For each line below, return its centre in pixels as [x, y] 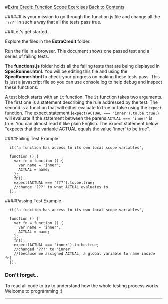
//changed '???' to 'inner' [43, 249]
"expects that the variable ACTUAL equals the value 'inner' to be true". [78, 129]
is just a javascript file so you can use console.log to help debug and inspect [84, 82]
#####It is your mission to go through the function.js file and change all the [83, 17]
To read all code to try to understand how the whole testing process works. [82, 286]
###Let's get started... [28, 32]
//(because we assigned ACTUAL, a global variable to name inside [85, 254]
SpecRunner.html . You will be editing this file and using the [66, 71]
